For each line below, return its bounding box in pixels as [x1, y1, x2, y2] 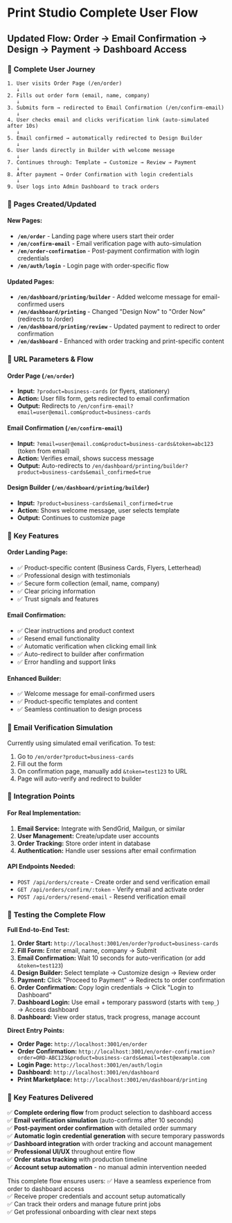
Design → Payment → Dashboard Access [7, 43, 187, 55]
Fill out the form [17, 759, 63, 768]
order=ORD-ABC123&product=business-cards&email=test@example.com [17, 1054, 210, 1062]
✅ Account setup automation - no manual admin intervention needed [7, 1163, 206, 1172]
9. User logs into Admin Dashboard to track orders [7, 183, 159, 190]
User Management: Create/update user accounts [17, 831, 159, 840]
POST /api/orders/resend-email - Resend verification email [17, 892, 186, 901]
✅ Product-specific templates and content [17, 697, 138, 706]
